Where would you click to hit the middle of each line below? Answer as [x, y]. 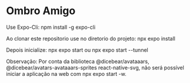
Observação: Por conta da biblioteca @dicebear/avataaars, [78, 61]
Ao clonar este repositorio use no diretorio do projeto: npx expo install [91, 38]
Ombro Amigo [41, 11]
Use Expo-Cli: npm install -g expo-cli [51, 27]
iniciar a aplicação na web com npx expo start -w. [66, 74]
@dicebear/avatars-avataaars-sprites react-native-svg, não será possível [95, 67]
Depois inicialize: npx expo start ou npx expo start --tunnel [77, 50]
